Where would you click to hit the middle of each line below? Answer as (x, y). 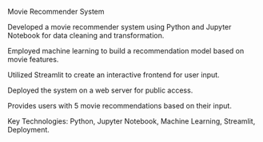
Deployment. (28, 130)
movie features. (33, 59)
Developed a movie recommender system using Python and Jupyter (120, 27)
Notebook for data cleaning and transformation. (86, 35)
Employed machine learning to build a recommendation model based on (126, 51)
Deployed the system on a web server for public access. (100, 90)
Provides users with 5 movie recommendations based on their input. (120, 106)
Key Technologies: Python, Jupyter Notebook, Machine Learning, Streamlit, (131, 121)
